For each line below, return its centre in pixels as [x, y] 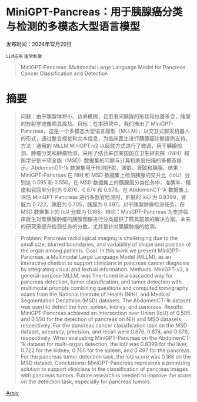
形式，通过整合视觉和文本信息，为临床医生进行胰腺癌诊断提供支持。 [108, 138]
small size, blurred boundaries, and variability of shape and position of [106, 244]
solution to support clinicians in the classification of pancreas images [104, 369]
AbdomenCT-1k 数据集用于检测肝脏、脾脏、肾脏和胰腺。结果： [107, 167]
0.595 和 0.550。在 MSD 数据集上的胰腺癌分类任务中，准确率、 [109, 182]
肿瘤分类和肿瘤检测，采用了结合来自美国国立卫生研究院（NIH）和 [110, 153]
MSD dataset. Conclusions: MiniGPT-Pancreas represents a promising [105, 363]
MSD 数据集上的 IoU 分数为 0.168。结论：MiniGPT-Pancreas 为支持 [102, 211]
